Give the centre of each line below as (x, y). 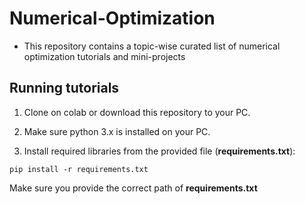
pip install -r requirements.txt (79, 169)
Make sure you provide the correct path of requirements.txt (133, 188)
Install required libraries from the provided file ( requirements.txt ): (159, 151)
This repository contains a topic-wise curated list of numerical (152, 46)
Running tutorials (64, 88)
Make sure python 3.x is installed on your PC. (117, 131)
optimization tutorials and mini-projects (104, 56)
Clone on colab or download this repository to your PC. (137, 112)
